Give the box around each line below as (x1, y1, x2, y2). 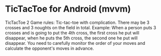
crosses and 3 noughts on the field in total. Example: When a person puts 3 (5, 24, 156, 30)
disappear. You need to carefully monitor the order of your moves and (5, 40, 145, 46)
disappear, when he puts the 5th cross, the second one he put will (5, 35, 138, 41)
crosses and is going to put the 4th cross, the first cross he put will (5, 30, 140, 36)
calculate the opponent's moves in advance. (5, 45, 94, 51)
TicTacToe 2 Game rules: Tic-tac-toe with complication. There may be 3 (5, 19, 150, 25)
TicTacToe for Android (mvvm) (5, 3, 131, 15)
